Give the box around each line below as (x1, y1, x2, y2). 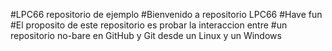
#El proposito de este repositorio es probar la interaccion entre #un (10, 19, 288, 31)
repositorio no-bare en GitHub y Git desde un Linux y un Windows (10, 30, 282, 41)
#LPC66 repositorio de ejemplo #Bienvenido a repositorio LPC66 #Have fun (10, 9, 323, 20)
